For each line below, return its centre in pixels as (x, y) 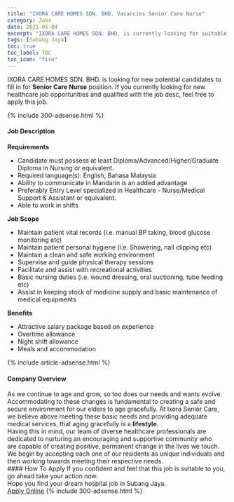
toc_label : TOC (29, 53)
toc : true (22, 46)
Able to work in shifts (48, 205)
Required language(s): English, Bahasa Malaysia (87, 175)
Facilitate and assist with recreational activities (84, 269)
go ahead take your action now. (53, 476)
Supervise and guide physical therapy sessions (85, 262)
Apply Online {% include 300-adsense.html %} (75, 491)
